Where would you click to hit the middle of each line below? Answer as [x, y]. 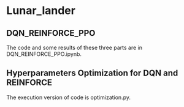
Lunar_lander [41, 11]
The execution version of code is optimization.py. [68, 97]
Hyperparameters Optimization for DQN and [92, 73]
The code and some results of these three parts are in [75, 47]
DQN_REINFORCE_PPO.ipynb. [44, 54]
